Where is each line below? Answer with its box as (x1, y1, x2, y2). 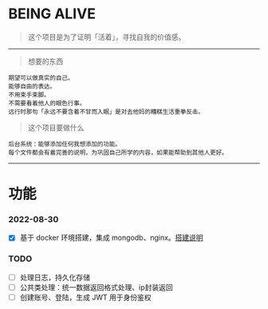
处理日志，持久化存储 (19, 272, 90, 282)
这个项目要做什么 (27, 123, 85, 132)
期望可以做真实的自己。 (8, 73, 74, 82)
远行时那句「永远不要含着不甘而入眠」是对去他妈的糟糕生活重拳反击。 (8, 108, 205, 115)
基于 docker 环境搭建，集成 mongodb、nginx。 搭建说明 (19, 233, 203, 243)
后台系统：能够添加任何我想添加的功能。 (8, 140, 121, 148)
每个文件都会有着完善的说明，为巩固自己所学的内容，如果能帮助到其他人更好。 (8, 148, 228, 156)
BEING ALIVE (8, 5, 96, 23)
